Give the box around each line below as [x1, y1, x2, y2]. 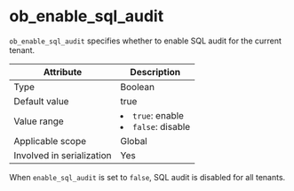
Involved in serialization [13, 149, 113, 161]
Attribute [43, 65, 83, 78]
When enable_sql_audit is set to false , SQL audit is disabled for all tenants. [9, 172, 286, 182]
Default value [13, 95, 69, 107]
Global [120, 134, 148, 147]
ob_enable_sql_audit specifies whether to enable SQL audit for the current [9, 35, 282, 46]
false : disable [132, 120, 191, 133]
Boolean [120, 80, 155, 93]
